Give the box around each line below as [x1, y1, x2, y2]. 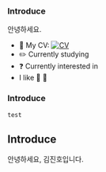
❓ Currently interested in [18, 61, 98, 71]
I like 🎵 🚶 [18, 73, 48, 83]
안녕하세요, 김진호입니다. [7, 154, 84, 164]
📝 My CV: [18, 41, 50, 50]
